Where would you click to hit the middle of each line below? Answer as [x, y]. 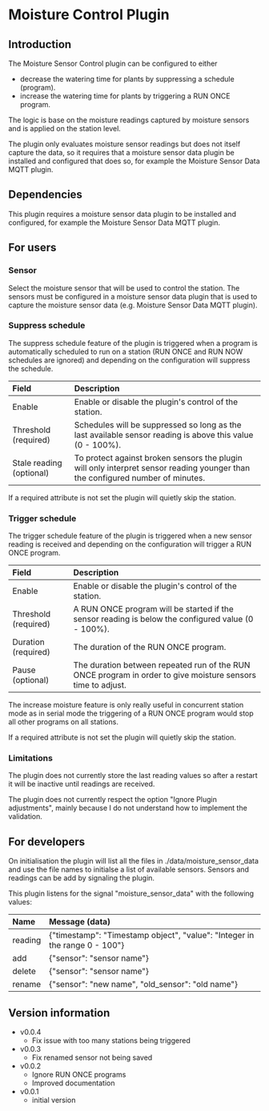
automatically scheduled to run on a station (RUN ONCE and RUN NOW [126, 351]
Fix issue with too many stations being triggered [111, 1041]
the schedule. [31, 368]
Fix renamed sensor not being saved [92, 1057]
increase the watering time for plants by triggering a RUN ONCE [125, 96]
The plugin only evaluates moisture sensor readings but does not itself [124, 144]
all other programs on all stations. [63, 722]
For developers [47, 842]
